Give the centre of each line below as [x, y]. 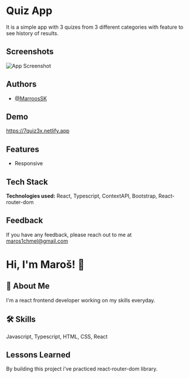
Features [23, 149]
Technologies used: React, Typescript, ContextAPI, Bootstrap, [82, 196]
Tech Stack [27, 182]
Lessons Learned [38, 355]
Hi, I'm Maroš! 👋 [45, 264]
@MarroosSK [31, 98]
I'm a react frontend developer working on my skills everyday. [81, 300]
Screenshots [30, 52]
